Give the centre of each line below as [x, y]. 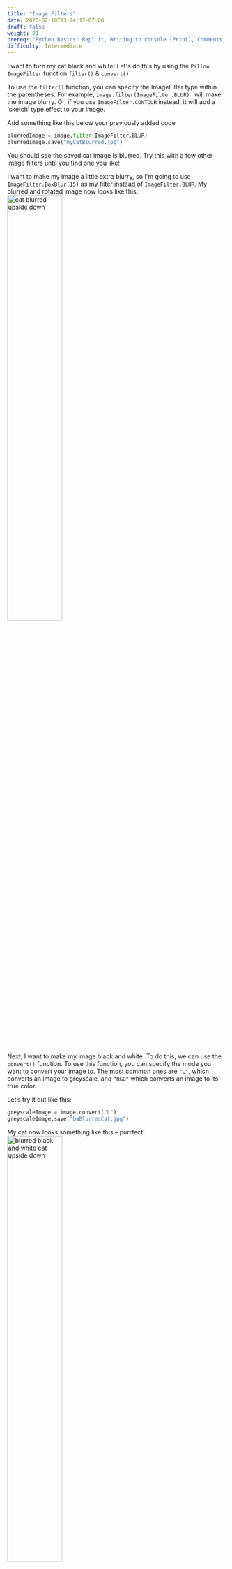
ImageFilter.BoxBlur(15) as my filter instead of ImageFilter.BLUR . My [107, 184]
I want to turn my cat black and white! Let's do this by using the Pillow [108, 66]
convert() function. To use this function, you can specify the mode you [109, 1063]
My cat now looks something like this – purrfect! [76, 1132]
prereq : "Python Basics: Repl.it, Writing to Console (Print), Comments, [117, 40]
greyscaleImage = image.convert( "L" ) [62, 1112]
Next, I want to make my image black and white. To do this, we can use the [114, 1056]
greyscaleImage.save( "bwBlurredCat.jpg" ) [68, 1118]
